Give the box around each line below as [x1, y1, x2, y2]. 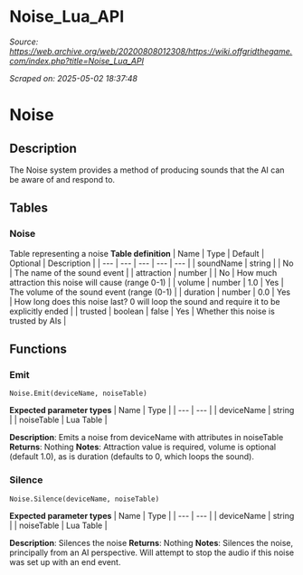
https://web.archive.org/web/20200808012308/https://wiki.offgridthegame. [9, 45, 293, 56]
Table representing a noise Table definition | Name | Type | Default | [9, 248, 265, 259]
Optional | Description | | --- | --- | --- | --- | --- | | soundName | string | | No [9, 258, 294, 269]
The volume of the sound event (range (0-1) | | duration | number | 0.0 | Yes [9, 287, 291, 297]
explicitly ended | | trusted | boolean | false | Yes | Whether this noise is [9, 306, 276, 316]
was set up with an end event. [9, 556, 121, 567]
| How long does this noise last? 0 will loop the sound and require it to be [9, 296, 280, 306]
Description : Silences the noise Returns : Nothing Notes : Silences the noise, [9, 537, 294, 548]
